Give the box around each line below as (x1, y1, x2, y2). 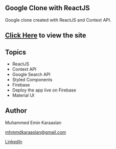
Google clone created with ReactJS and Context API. (5, 17, 112, 23)
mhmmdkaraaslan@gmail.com (5, 129, 66, 135)
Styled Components (12, 77, 53, 83)
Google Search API (12, 71, 50, 78)
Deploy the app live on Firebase (12, 87, 76, 93)
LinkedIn (5, 139, 23, 145)
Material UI (12, 92, 35, 98)
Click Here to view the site (5, 31, 87, 40)
